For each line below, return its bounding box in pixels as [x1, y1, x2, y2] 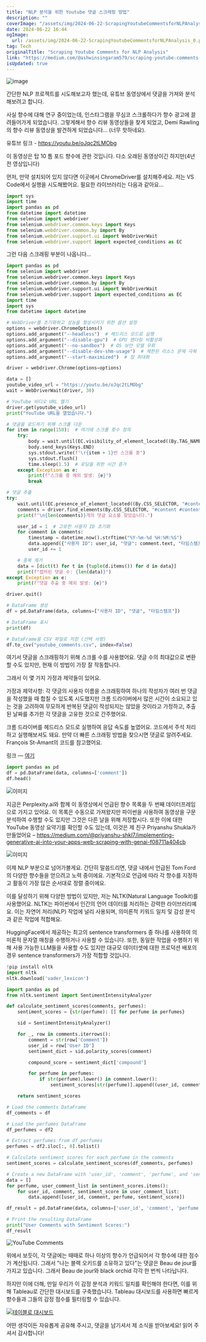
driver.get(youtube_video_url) [6, 404, 86, 411]
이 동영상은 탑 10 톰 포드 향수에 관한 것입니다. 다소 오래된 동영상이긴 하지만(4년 [6, 152, 196, 160]
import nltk [6, 969, 37, 976]
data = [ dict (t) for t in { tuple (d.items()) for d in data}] [17, 563, 177, 569]
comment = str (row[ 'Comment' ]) [28, 1036, 109, 1043]
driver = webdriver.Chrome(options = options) [6, 365, 122, 371]
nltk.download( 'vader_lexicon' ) [6, 975, 89, 981]
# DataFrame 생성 [6, 602, 48, 609]
